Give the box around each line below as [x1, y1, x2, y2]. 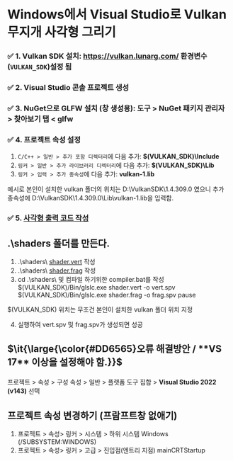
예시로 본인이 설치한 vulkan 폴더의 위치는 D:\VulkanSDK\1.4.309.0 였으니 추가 [7, 185, 225, 193]
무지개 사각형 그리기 [7, 24, 117, 40]
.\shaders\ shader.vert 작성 [17, 257, 96, 266]
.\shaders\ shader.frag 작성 [17, 266, 96, 275]
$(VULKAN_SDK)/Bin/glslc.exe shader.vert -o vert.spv [17, 283, 176, 291]
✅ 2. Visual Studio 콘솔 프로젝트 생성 [7, 83, 130, 93]
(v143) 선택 [7, 387, 40, 395]
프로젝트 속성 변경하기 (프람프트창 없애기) [7, 409, 178, 421]
